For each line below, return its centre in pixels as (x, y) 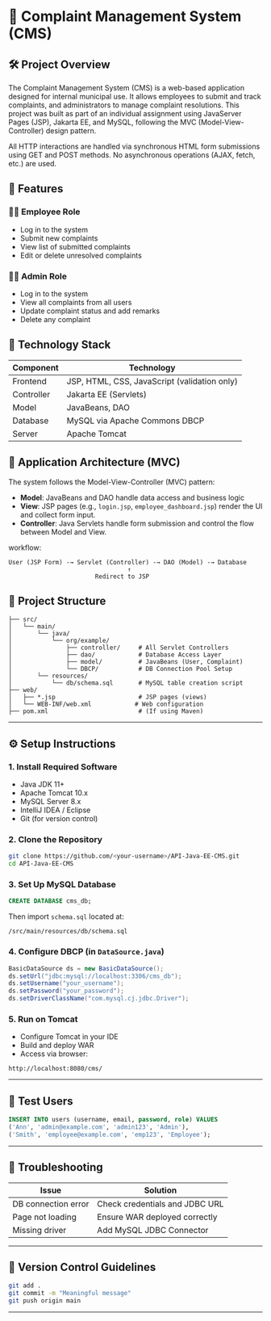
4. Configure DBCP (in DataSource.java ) (86, 952)
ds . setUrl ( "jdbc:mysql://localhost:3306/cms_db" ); (95, 976)
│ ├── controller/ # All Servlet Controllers (119, 648)
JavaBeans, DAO (98, 407)
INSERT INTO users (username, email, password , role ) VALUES (113, 1120)
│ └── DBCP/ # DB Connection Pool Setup (120, 669)
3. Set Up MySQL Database (63, 885)
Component (35, 367)
